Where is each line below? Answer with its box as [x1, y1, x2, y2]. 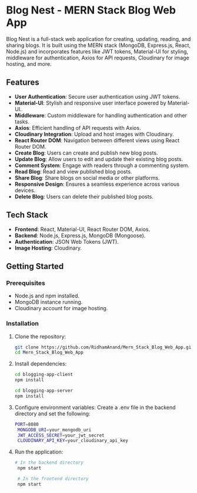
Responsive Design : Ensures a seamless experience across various [14, 180, 180, 187]
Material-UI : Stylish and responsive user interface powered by [14, 99, 166, 106]
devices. [14, 186, 36, 194]
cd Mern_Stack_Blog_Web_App [14, 350, 84, 356]
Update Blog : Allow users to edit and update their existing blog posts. [14, 155, 183, 162]
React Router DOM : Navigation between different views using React [14, 136, 180, 144]
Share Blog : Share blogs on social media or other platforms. [14, 174, 160, 181]
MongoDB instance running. [14, 299, 83, 306]
